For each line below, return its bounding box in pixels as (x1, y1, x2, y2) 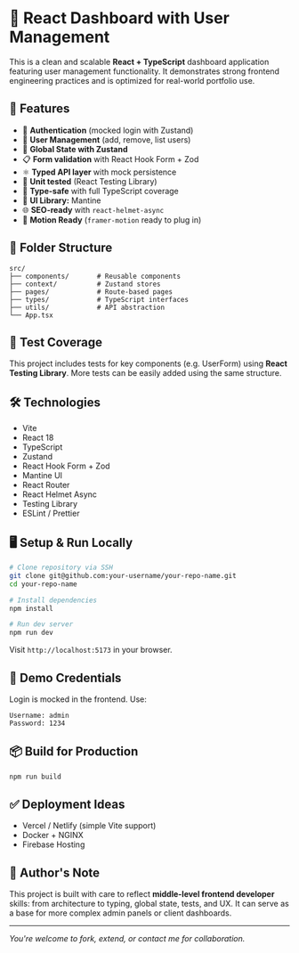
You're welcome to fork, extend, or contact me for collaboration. (9, 933, 246, 944)
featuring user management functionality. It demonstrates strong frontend (9, 66, 280, 77)
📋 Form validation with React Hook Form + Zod (21, 153, 199, 164)
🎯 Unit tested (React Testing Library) (21, 175, 158, 186)
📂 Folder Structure (9, 240, 113, 256)
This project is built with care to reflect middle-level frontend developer (9, 889, 275, 900)
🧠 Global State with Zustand (21, 143, 128, 154)
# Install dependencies (9, 596, 98, 605)
